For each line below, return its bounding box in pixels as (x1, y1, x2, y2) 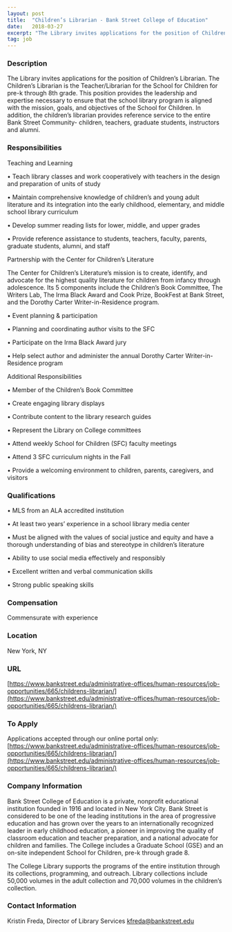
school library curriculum (7, 207, 79, 216)
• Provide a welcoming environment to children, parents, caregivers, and (7, 466, 214, 474)
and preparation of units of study (7, 179, 101, 187)
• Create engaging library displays (7, 399, 105, 407)
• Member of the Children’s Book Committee (7, 385, 133, 394)
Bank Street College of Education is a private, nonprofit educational (7, 796, 199, 805)
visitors (7, 473, 28, 481)
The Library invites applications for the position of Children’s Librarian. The (7, 74, 220, 83)
